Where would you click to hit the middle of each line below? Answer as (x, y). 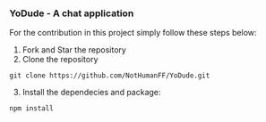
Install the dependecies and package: (91, 93)
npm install (31, 109)
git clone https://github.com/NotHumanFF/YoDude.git (110, 76)
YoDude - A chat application (72, 13)
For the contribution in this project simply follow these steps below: (133, 33)
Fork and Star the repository (74, 50)
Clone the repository (60, 60)
